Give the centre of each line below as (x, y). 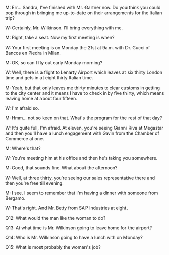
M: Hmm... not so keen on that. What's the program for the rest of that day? (84, 118)
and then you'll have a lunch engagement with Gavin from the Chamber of (82, 133)
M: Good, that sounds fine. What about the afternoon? (61, 168)
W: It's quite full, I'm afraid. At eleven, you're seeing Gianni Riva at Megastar (84, 128)
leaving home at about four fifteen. (41, 98)
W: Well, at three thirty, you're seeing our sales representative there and (80, 178)
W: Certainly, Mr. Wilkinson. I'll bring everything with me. (64, 28)
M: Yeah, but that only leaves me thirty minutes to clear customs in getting (83, 88)
